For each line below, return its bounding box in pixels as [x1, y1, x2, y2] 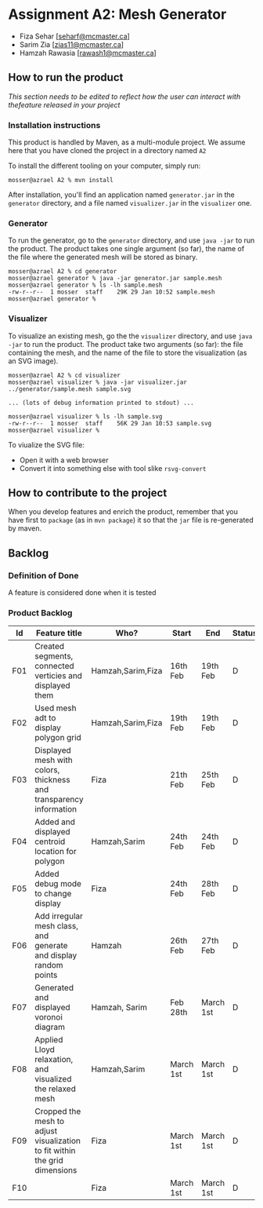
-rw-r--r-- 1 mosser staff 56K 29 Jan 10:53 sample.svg [8, 419, 212, 427]
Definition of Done [8, 570, 79, 581]
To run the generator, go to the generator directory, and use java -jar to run [8, 235, 255, 245]
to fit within [34, 1145, 76, 1156]
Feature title [36, 628, 82, 639]
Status [232, 628, 258, 639]
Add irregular [34, 911, 84, 922]
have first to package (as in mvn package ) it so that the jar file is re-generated [8, 516, 254, 525]
